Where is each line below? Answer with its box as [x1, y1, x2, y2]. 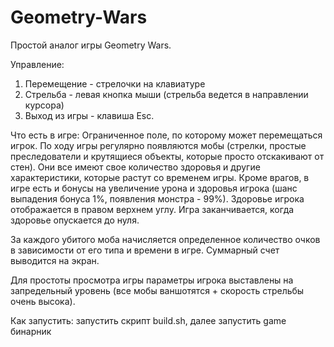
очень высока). [10, 295, 76, 307]
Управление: [10, 58, 65, 70]
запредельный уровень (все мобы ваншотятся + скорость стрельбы [10, 284, 305, 296]
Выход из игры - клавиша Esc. [24, 109, 155, 121]
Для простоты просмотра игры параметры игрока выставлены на [10, 274, 294, 286]
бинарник [10, 325, 52, 337]
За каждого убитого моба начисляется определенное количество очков [10, 233, 321, 245]
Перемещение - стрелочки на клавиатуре [24, 77, 206, 90]
